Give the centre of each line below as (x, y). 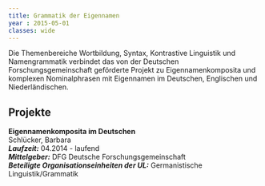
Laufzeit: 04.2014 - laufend (54, 148)
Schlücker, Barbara (40, 140)
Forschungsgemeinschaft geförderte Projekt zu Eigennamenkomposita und (132, 70)
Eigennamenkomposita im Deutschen (72, 132)
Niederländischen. (38, 87)
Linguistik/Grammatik (43, 174)
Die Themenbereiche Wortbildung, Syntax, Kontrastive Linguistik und (122, 53)
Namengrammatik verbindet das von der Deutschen (94, 61)
